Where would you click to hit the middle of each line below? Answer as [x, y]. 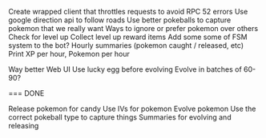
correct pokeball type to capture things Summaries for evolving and [120, 117]
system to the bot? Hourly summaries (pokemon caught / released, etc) [126, 45]
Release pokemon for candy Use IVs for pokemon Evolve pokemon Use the [132, 108]
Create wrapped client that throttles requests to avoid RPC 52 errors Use [128, 12]
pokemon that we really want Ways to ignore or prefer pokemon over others [133, 28]
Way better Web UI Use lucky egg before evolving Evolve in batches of [125, 69]
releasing [24, 126]
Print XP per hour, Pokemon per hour [69, 54]
